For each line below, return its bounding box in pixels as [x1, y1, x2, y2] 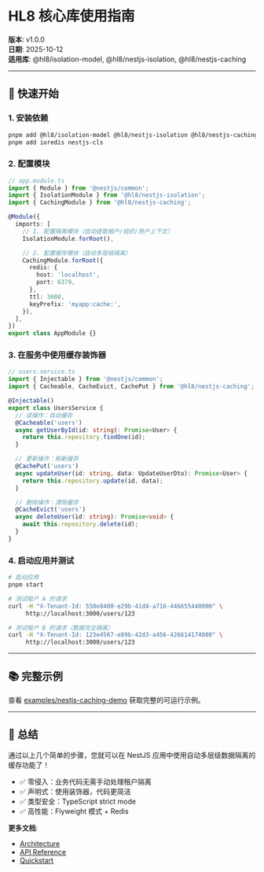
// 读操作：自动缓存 [15, 411, 73, 419]
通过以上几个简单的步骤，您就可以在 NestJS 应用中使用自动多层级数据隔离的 [8, 750, 256, 759]
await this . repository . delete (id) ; [22, 520, 139, 528]
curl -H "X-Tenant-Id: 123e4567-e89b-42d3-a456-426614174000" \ [8, 631, 223, 639]
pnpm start [8, 581, 44, 589]
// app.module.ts [8, 176, 65, 185]
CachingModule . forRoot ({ [22, 257, 104, 264]
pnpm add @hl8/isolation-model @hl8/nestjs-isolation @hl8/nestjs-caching [8, 131, 258, 139]
